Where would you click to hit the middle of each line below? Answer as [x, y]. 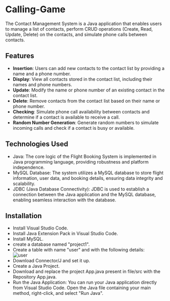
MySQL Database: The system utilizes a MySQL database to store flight [88, 173]
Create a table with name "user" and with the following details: [79, 250]
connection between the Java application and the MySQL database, [84, 194]
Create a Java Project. [36, 266]
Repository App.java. [35, 277]
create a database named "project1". [51, 244]
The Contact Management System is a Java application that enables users [84, 24]
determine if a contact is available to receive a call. [66, 117]
